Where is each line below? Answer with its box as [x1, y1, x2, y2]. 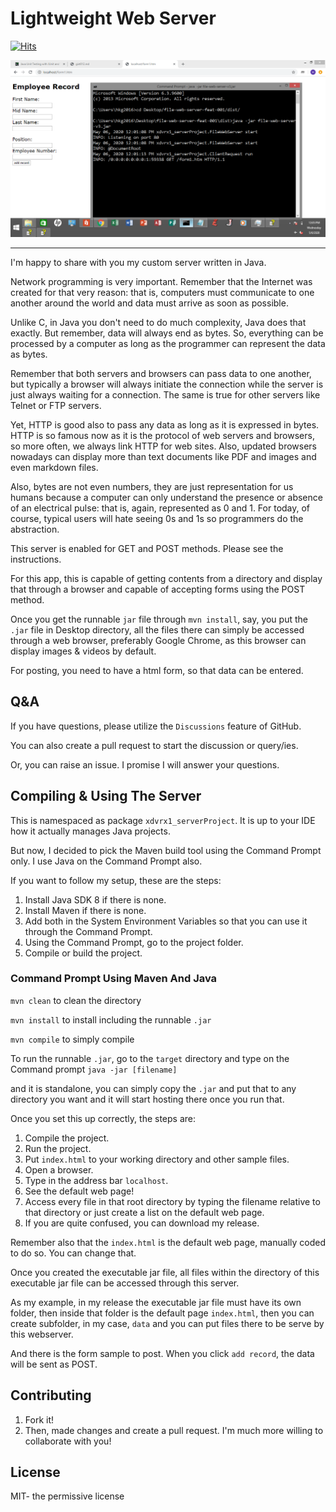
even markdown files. [10, 461, 99, 473]
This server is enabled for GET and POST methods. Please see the [10, 542, 284, 554]
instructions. [10, 553, 62, 565]
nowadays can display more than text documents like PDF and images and [10, 450, 317, 462]
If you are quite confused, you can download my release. [24, 1217, 260, 1229]
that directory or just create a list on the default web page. [24, 1206, 265, 1218]
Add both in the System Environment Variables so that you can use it [24, 915, 308, 927]
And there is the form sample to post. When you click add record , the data [10, 1347, 315, 1359]
